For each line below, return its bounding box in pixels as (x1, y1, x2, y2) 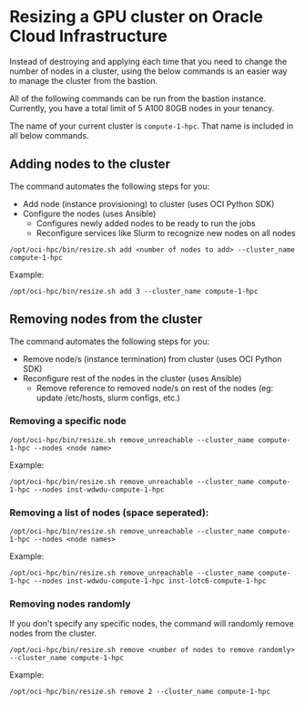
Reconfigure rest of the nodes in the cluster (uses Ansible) (22, 372, 242, 384)
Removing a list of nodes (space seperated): (9, 506, 209, 519)
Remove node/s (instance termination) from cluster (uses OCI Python (22, 353, 282, 364)
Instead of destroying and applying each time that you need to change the (9, 56, 288, 67)
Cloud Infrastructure (9, 26, 168, 47)
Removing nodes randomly (9, 597, 131, 610)
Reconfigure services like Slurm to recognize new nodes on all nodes (36, 227, 296, 238)
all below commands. (9, 130, 89, 140)
